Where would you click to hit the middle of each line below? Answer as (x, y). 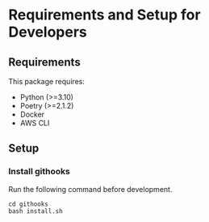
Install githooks (39, 172)
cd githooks (28, 204)
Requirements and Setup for (104, 15)
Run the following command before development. (90, 189)
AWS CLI (35, 123)
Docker (32, 114)
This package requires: (46, 81)
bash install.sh (36, 211)
